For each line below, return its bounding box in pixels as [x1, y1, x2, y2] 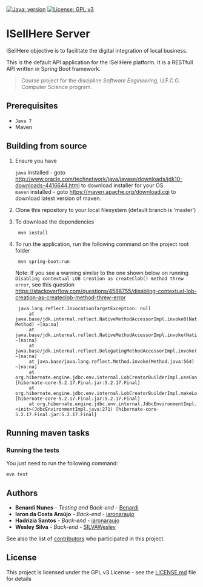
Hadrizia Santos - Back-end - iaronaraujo [15, 517, 120, 524]
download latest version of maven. [15, 194, 102, 202]
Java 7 [15, 118, 32, 124]
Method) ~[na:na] [15, 321, 59, 327]
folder [15, 247, 30, 254]
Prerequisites [6, 101, 58, 111]
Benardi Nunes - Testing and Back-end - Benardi [15, 504, 139, 511]
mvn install [18, 230, 48, 236]
